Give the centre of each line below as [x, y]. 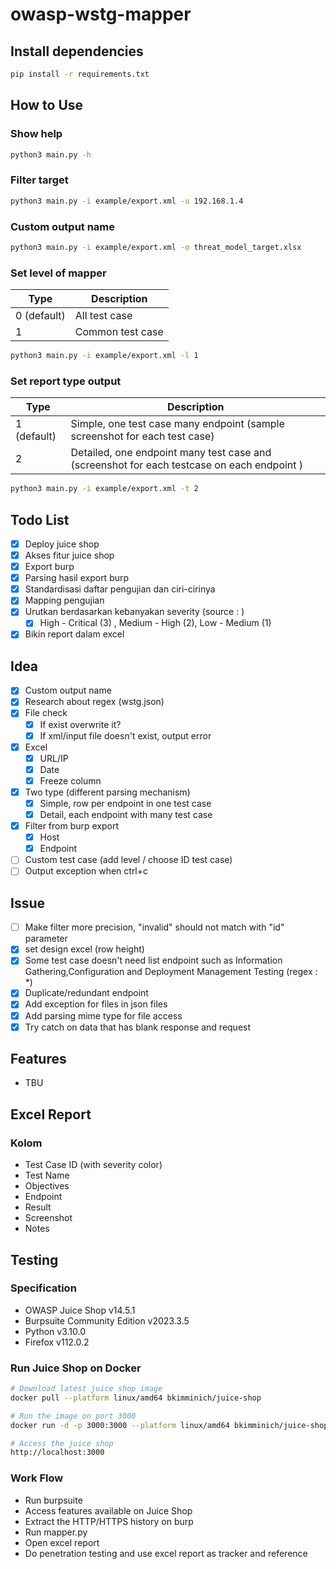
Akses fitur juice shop [69, 555]
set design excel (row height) [84, 949]
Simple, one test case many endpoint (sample [177, 424]
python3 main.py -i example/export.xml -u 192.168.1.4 [127, 201]
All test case [103, 316]
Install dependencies [77, 51]
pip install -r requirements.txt [80, 74]
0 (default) [40, 316]
